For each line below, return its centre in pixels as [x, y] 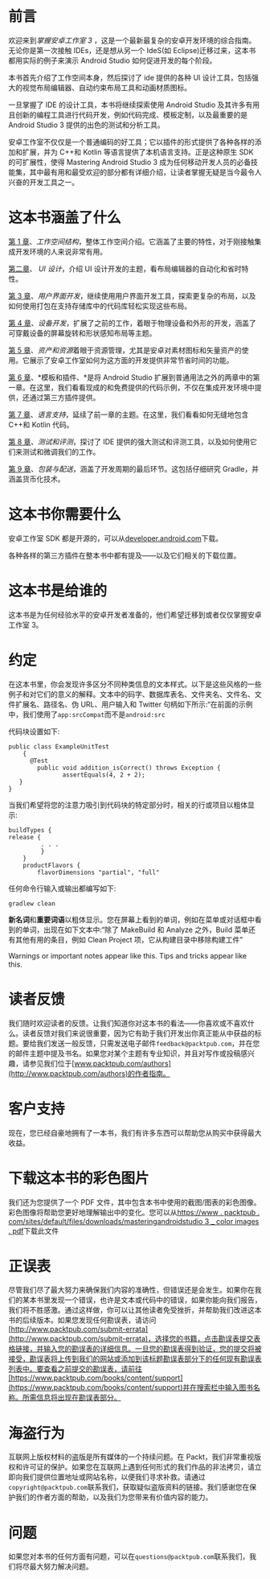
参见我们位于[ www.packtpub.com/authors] [100, 1063]
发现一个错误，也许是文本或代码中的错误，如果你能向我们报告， [156, 1300]
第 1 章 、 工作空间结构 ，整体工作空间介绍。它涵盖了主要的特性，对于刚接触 [131, 241]
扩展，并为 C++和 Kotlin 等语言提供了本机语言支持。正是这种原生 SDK [138, 152]
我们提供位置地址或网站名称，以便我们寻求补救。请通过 [114, 1477]
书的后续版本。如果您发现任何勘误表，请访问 [82, 1320]
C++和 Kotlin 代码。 [41, 424]
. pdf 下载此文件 [34, 1231]
